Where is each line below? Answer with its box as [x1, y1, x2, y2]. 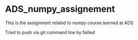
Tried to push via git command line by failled [5, 29, 95, 35]
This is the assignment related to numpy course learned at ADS [5, 20, 134, 26]
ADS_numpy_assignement [5, 3, 115, 15]
